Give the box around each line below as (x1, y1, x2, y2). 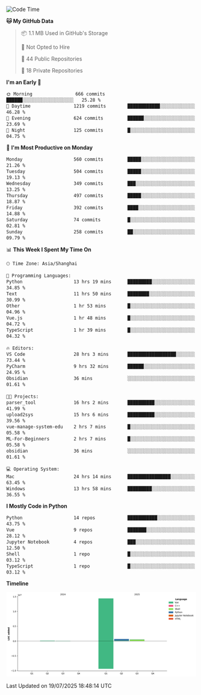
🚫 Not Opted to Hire (20, 44, 70, 51)
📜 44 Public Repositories (20, 55, 82, 62)
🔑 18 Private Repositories (20, 67, 83, 74)
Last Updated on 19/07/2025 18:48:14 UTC (6, 682, 112, 690)
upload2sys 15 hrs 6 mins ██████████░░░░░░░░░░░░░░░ (6, 412, 196, 418)
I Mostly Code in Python (6, 502, 67, 509)
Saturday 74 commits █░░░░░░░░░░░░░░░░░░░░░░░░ (6, 217, 196, 223)
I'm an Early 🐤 (6, 79, 42, 86)
